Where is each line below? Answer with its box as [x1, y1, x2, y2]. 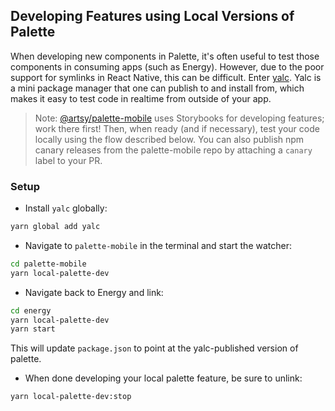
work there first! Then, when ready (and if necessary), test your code [34, 122, 320, 134]
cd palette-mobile [10, 259, 87, 269]
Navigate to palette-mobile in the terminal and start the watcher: [24, 239, 292, 251]
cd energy [10, 305, 52, 316]
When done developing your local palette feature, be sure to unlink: [24, 372, 303, 384]
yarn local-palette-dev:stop [10, 392, 132, 402]
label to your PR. [34, 154, 103, 166]
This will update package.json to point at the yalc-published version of [10, 342, 299, 354]
